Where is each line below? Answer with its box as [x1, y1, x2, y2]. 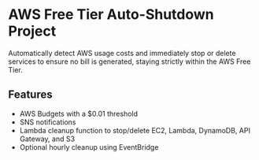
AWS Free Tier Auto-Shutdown [8, 6, 214, 24]
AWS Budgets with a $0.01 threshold [19, 109, 139, 118]
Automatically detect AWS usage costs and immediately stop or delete [8, 48, 236, 58]
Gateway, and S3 [19, 134, 76, 143]
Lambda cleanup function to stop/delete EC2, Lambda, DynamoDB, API [19, 125, 250, 135]
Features [8, 88, 53, 102]
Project [8, 22, 57, 40]
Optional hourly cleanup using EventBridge [19, 142, 159, 151]
